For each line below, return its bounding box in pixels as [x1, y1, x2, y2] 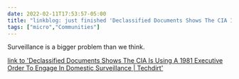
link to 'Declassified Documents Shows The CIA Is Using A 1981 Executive [7, 56, 223, 65]
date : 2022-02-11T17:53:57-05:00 [7, 10, 107, 18]
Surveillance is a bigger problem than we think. [7, 43, 145, 51]
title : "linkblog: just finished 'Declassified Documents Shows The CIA [7, 17, 228, 24]
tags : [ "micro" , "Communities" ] [7, 23, 100, 30]
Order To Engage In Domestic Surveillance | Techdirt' [7, 64, 164, 73]
